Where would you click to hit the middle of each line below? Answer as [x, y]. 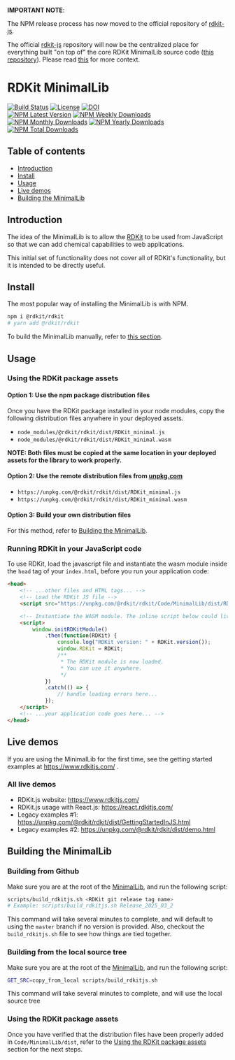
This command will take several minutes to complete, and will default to [110, 919]
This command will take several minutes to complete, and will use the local [115, 994]
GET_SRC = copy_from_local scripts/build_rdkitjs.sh [83, 980]
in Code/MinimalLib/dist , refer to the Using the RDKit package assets [107, 1042]
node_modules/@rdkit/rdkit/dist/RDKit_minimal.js [91, 432]
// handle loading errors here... [107, 694]
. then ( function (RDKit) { [81, 636]
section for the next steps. [45, 1049]
